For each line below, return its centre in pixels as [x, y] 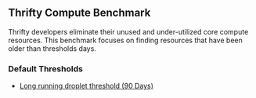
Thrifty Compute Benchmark [79, 13]
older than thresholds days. [52, 48]
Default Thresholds [46, 68]
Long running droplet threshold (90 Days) [87, 86]
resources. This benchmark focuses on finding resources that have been [125, 40]
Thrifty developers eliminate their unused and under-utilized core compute [128, 31]
